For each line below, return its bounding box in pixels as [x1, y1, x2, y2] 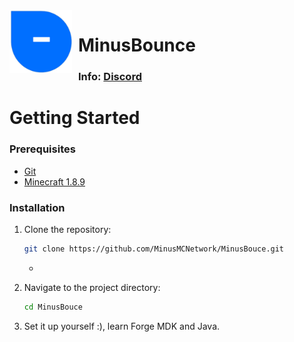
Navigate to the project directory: [23, 281, 161, 293]
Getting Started [9, 107, 141, 129]
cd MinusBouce [23, 302, 83, 312]
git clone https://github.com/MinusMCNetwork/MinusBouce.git [23, 244, 285, 254]
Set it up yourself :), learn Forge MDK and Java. [23, 320, 221, 332]
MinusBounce [78, 34, 196, 57]
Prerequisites [9, 142, 76, 156]
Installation [9, 200, 66, 214]
